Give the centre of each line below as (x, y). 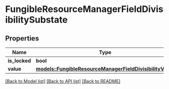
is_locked (19, 61)
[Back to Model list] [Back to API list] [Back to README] (63, 81)
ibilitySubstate (36, 20)
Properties (22, 38)
